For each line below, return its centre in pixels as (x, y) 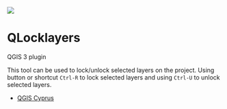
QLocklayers (44, 38)
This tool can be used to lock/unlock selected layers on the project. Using (111, 70)
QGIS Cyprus (36, 98)
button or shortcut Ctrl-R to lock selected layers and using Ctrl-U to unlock (113, 77)
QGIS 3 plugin (27, 57)
